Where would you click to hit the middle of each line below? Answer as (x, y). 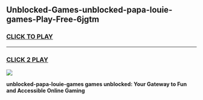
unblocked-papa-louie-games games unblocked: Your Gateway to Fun (97, 84)
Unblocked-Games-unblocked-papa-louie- (89, 10)
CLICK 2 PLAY (27, 59)
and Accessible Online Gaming (46, 90)
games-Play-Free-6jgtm (53, 20)
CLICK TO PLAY (30, 37)
